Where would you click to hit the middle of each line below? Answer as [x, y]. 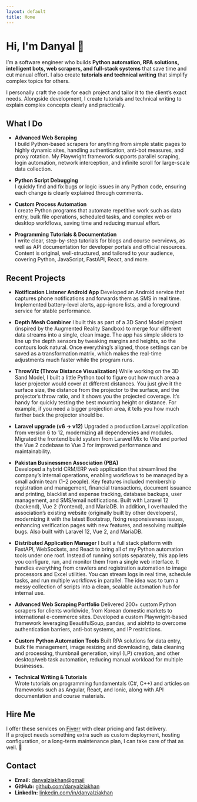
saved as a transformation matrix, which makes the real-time [88, 354]
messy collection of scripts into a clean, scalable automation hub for [97, 587]
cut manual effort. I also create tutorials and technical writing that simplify [97, 75]
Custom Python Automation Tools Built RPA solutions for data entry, [98, 641]
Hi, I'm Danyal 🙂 [45, 46]
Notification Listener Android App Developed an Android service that [99, 292]
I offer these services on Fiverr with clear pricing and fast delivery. [87, 728]
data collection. [33, 169]
